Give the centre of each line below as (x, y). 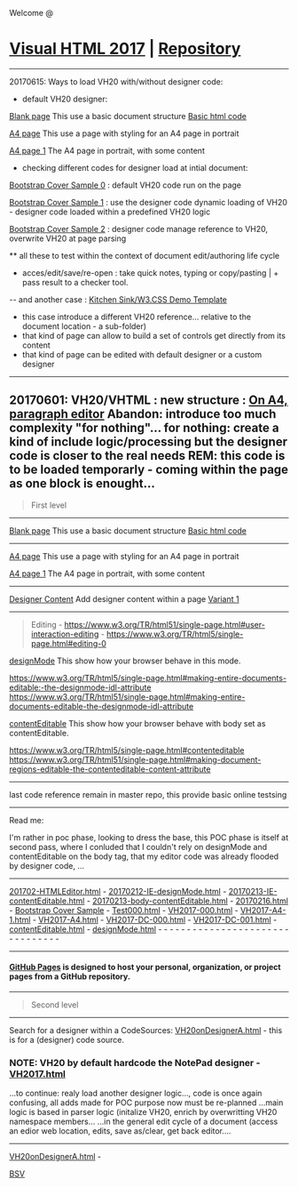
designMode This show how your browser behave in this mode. (125, 661)
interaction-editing (65, 634)
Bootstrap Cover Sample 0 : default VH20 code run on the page (125, 185)
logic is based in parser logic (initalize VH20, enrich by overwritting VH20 (143, 1112)
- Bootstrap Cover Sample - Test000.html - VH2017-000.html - (124, 910)
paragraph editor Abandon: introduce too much (143, 414)
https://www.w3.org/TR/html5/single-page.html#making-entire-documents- (148, 678)
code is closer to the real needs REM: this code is (147, 456)
